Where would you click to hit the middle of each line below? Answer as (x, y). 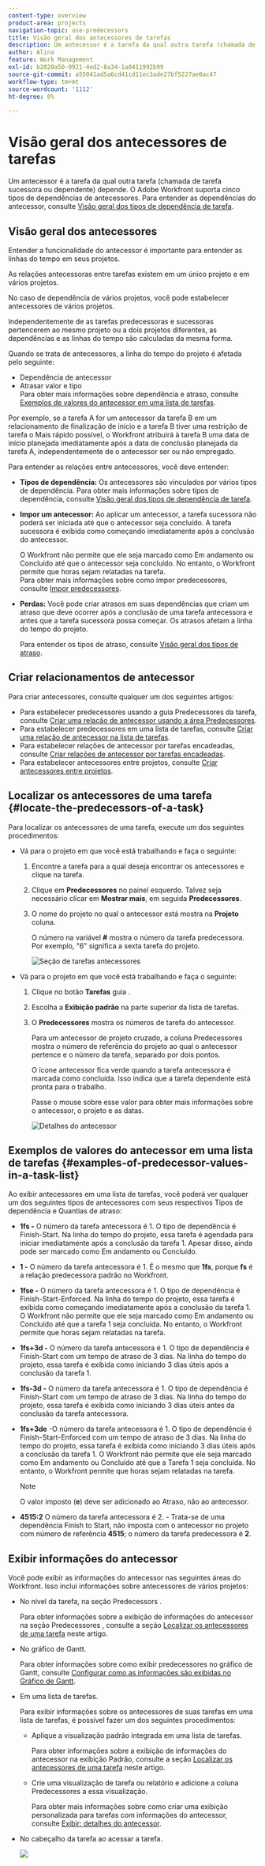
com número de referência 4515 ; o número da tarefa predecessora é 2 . (135, 1534)
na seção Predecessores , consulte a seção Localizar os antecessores (134, 1626)
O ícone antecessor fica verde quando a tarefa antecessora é (131, 1069)
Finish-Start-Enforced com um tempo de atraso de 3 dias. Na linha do (133, 1437)
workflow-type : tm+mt (44, 81)
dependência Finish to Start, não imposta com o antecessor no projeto (134, 1525)
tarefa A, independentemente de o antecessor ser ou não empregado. (122, 451)
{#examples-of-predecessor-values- (155, 1163)
